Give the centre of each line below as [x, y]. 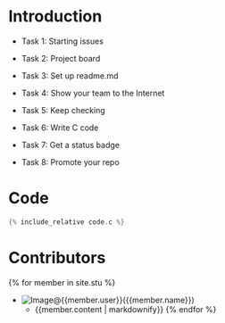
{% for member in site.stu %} [62, 282]
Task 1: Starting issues [62, 41]
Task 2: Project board [61, 58]
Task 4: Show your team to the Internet [93, 93]
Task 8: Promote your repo [70, 161]
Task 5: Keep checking [63, 110]
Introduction [55, 17]
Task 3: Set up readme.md [70, 75]
